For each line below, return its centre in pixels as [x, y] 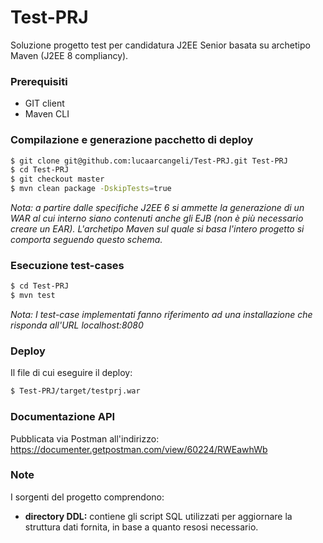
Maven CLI [47, 114]
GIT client [44, 103]
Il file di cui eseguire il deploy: [71, 373]
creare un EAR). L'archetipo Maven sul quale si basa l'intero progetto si [157, 229]
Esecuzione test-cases [67, 265]
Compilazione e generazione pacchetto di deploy [132, 140]
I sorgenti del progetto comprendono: [87, 497]
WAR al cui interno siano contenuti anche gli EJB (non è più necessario [157, 218]
